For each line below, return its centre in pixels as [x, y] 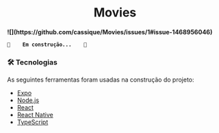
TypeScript [33, 122]
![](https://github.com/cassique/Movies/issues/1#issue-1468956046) [110, 32]
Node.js [28, 100]
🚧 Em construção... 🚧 [47, 45]
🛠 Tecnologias [33, 62]
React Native [35, 115]
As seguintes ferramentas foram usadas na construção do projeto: [101, 80]
